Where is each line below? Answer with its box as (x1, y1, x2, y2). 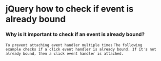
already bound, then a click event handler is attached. (5, 51, 124, 56)
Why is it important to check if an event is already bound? (5, 31, 145, 38)
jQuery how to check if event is (5, 3, 134, 15)
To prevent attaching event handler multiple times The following (5, 43, 142, 48)
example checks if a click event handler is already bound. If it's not (5, 47, 157, 52)
